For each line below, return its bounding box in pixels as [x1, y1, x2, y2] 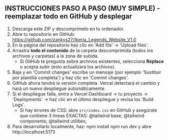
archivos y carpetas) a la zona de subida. [12, 53, 99, 59]
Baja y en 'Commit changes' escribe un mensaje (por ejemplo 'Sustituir [12, 69, 161, 75]
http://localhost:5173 [12, 129, 55, 135]
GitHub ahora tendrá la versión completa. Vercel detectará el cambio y [12, 80, 160, 86]
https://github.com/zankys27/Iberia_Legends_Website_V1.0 [12, 36, 136, 42]
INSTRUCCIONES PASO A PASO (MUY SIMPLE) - [5, 4, 160, 13]
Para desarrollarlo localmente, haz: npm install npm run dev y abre [12, 123, 152, 129]
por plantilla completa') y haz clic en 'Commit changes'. [12, 74, 129, 81]
